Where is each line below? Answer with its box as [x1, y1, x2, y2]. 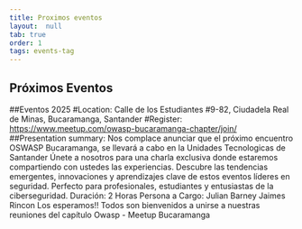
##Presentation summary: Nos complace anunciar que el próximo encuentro [9, 133, 294, 143]
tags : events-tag [9, 47, 75, 56]
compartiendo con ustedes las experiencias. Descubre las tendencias [9, 161, 269, 172]
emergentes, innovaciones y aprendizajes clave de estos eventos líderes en [9, 170, 290, 181]
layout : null [9, 22, 63, 31]
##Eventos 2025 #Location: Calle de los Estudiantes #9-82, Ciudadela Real [9, 104, 289, 114]
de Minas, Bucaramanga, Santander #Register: [9, 114, 183, 124]
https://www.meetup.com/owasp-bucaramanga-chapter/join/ [9, 123, 237, 133]
